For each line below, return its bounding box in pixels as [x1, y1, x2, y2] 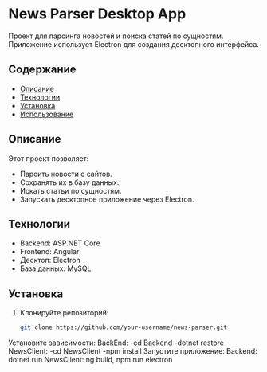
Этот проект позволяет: [8, 153, 89, 163]
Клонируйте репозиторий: [19, 308, 109, 318]
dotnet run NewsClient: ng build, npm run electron [8, 355, 173, 365]
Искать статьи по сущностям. [19, 186, 122, 195]
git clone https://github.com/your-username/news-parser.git [19, 323, 228, 331]
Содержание [8, 63, 77, 76]
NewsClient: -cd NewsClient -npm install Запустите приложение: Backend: [8, 347, 257, 356]
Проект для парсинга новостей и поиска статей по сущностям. [8, 31, 224, 41]
